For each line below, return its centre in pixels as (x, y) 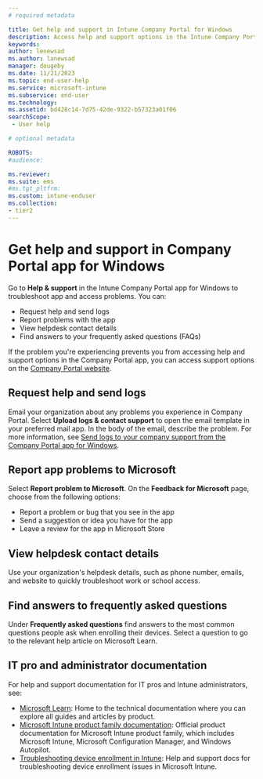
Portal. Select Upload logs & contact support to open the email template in (129, 420)
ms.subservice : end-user (49, 95)
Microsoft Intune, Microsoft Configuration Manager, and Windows (125, 741)
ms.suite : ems (31, 181)
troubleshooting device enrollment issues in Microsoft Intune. (118, 766)
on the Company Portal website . (60, 368)
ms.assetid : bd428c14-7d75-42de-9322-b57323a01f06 (92, 110)
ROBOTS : (21, 153)
